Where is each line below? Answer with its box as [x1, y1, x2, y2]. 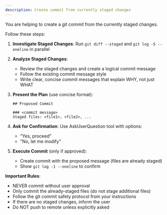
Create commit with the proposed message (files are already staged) [20, 158, 162, 164]
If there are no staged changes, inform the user [12, 198, 110, 204]
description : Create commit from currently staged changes [5, 7, 131, 13]
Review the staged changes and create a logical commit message [20, 65, 156, 71]
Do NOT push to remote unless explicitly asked [12, 204, 109, 210]
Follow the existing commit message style [20, 71, 107, 77]
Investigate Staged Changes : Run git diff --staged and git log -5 [12, 41, 156, 47]
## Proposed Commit [12, 101, 54, 106]
